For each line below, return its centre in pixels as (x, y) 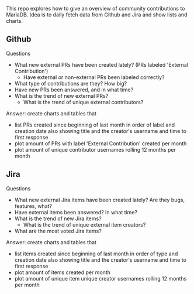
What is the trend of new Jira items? (58, 218)
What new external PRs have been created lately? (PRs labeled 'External (101, 64)
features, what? (33, 206)
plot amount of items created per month (63, 272)
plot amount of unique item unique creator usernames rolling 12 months (101, 278)
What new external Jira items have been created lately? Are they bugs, (100, 200)
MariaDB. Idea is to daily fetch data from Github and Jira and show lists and (97, 15)
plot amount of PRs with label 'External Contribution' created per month (101, 143)
